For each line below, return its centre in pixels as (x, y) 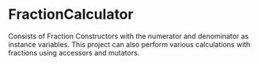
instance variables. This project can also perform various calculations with (129, 44)
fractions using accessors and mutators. (74, 52)
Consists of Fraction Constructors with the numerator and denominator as (129, 36)
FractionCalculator (71, 14)
